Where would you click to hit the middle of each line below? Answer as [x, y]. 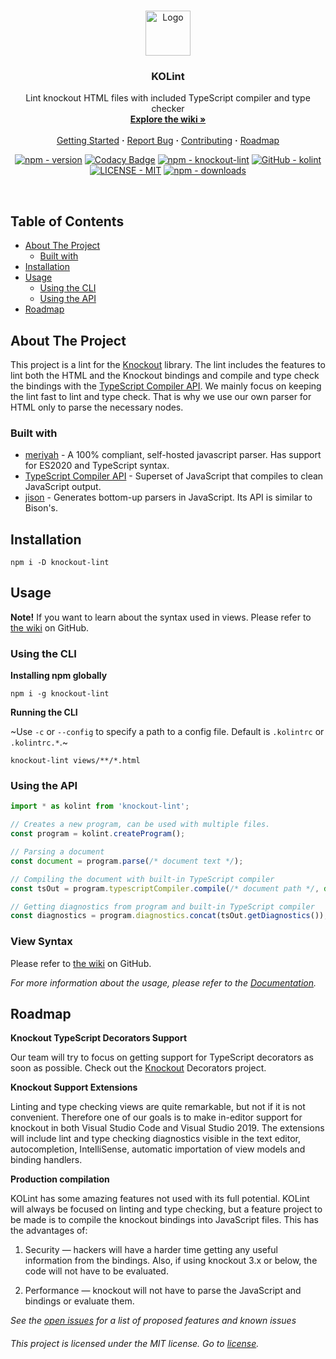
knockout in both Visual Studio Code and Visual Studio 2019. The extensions [167, 1128]
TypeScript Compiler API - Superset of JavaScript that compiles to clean [174, 476]
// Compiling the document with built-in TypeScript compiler [142, 879]
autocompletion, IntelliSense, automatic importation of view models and [158, 1149]
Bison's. [41, 508]
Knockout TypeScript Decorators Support [99, 1038]
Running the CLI [44, 712]
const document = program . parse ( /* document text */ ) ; [127, 861]
